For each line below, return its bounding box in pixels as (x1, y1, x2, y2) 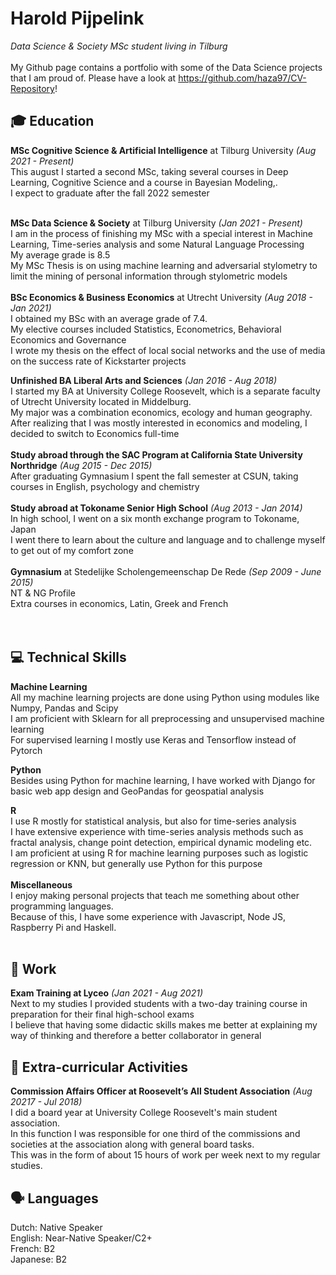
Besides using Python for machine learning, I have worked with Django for (10, 774, 316, 786)
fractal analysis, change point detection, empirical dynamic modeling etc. (10, 836, 313, 848)
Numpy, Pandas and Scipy (10, 702, 119, 714)
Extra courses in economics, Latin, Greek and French (10, 597, 229, 609)
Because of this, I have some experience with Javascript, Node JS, (10, 910, 287, 922)
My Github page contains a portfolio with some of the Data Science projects (10, 61, 323, 73)
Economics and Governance (10, 333, 127, 346)
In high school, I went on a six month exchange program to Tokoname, (10, 512, 300, 524)
